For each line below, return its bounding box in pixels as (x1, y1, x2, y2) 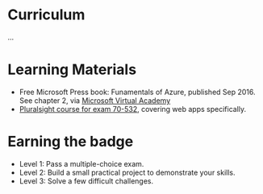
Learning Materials (7, 60, 137, 79)
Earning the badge (7, 133, 134, 151)
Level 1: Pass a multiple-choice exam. (19, 159, 144, 168)
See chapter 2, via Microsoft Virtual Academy (19, 95, 171, 105)
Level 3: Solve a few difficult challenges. (19, 175, 154, 186)
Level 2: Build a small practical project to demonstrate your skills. (19, 167, 236, 177)
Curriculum (7, 6, 86, 24)
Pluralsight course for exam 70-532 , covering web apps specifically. (19, 104, 247, 114)
